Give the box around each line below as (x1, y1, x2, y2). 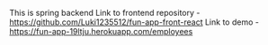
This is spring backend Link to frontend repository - (9, 8, 201, 18)
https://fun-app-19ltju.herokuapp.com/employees (9, 26, 193, 36)
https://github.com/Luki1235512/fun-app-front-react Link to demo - (9, 17, 259, 27)
